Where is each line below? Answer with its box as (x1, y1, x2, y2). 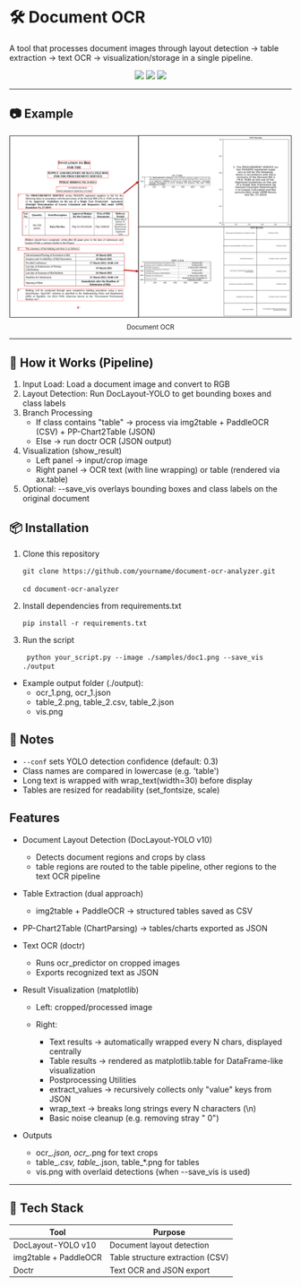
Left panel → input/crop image (35, 455, 148, 466)
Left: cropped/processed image (35, 1001, 153, 1012)
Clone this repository (21, 548, 100, 559)
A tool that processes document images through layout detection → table (9, 42, 279, 54)
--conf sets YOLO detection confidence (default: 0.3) (21, 756, 219, 767)
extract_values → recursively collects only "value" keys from (48, 1084, 272, 1094)
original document (21, 493, 90, 504)
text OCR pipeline (35, 871, 101, 881)
